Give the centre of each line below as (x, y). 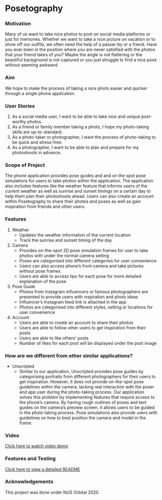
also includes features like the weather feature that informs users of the (76, 186)
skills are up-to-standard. (37, 132)
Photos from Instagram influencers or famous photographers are (84, 291)
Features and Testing (30, 459)
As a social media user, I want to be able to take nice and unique (76, 116)
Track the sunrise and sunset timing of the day (66, 240)
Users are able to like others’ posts (54, 338)
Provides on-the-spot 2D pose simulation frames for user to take (84, 250)
